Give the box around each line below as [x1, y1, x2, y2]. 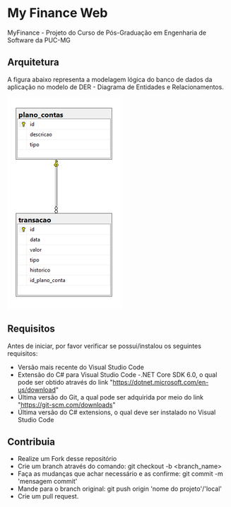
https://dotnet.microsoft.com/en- [112, 378, 209, 386]
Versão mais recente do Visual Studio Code [17, 363, 145, 371]
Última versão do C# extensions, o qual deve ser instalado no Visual [17, 408, 216, 416]
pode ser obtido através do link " [17, 378, 113, 386]
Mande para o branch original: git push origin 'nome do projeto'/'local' [17, 484, 223, 493]
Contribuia [7, 436, 55, 448]
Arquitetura [7, 57, 59, 69]
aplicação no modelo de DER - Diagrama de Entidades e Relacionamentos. [7, 83, 224, 91]
